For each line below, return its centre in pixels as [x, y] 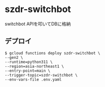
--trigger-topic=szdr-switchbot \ [41, 75]
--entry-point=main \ [28, 71]
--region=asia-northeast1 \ [34, 66]
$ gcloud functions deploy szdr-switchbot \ [52, 53]
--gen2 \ [14, 57]
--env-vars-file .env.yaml [33, 79]
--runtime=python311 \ [29, 62]
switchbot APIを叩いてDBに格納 [38, 24]
